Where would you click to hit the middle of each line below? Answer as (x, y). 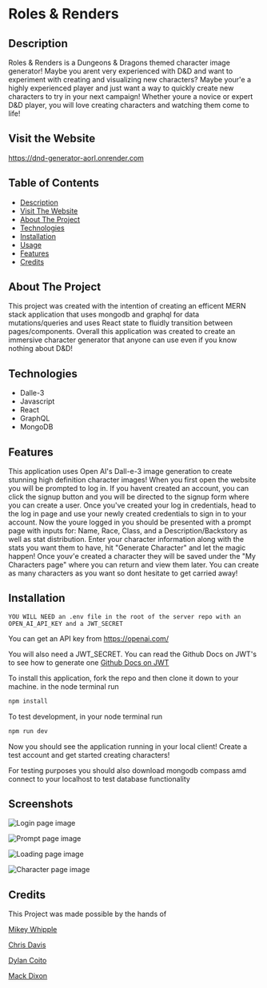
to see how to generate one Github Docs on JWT (89, 662)
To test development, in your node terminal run (86, 716)
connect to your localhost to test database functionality (99, 779)
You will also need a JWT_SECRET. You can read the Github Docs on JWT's (133, 654)
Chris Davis (27, 945)
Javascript (37, 401)
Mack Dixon (28, 976)
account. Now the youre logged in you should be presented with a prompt (130, 522)
